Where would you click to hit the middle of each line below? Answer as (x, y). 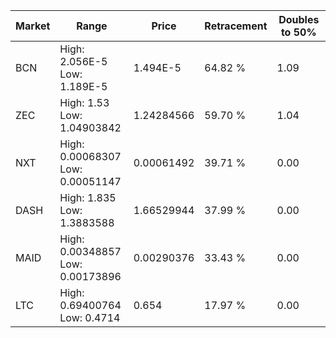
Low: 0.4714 (90, 317)
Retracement (236, 26)
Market (33, 26)
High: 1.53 (84, 102)
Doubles (299, 19)
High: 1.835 (88, 197)
